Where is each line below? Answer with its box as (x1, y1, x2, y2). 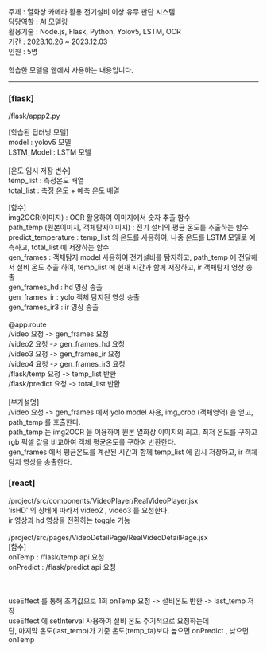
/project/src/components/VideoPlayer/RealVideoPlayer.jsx (8, 496, 199, 505)
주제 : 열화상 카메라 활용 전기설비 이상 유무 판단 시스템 (8, 7, 176, 16)
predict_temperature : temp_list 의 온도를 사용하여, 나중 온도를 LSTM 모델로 (8, 233, 248, 242)
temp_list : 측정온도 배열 (8, 176, 85, 186)
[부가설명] (8, 398, 40, 407)
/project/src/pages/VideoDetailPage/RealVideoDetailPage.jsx (8, 532, 208, 542)
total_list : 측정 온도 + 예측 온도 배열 (8, 186, 121, 195)
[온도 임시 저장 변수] (8, 166, 72, 175)
